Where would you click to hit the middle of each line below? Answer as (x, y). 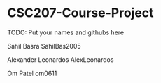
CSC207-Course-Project (80, 13)
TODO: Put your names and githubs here (66, 32)
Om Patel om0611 (32, 73)
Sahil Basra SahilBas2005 (44, 46)
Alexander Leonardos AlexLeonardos (61, 59)
